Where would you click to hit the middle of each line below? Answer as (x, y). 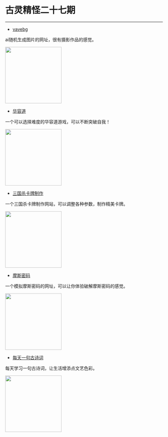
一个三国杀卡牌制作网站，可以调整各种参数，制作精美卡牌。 (66, 204)
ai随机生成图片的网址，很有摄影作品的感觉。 (51, 39)
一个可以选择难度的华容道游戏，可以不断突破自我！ (58, 121)
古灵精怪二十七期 (40, 10)
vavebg (20, 29)
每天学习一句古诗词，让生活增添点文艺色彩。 (51, 368)
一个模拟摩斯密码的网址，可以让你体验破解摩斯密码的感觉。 (66, 286)
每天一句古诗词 (28, 357)
